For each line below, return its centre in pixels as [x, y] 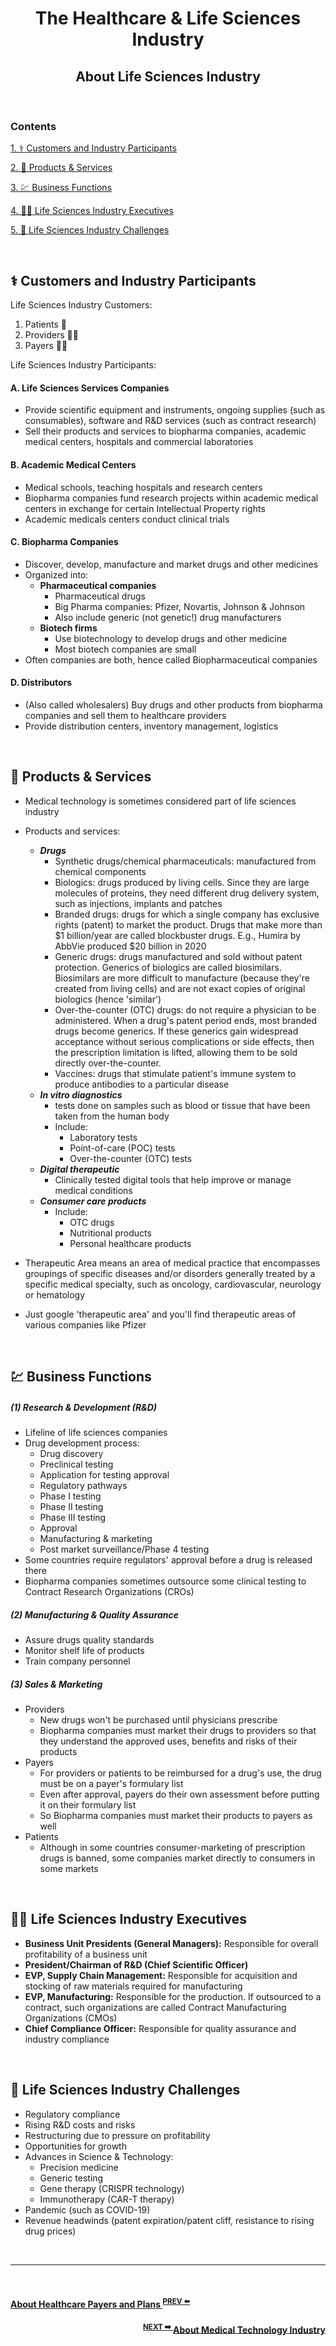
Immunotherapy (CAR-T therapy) [107, 2199]
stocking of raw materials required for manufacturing [133, 1986]
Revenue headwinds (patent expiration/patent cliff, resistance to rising [169, 2220]
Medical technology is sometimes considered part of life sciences [160, 801]
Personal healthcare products [130, 1243]
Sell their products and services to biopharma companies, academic [165, 431]
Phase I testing [70, 1496]
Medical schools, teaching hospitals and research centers [143, 487]
